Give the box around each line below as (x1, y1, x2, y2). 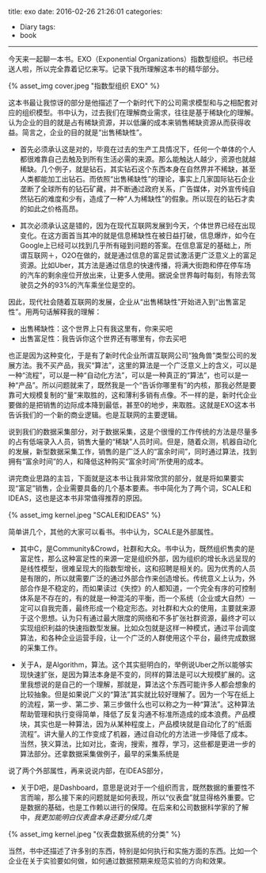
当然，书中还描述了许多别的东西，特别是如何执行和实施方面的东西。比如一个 (8, 846, 258, 856)
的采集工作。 (19, 643, 62, 653)
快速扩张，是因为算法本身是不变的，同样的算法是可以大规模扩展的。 (26, 670, 249, 679)
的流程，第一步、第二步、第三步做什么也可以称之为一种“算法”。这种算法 (19, 699, 256, 709)
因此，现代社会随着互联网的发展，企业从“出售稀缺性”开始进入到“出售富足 (8, 297, 247, 306)
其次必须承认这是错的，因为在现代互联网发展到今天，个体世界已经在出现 (19, 221, 256, 230)
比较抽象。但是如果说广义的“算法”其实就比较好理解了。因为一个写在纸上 (19, 690, 256, 699)
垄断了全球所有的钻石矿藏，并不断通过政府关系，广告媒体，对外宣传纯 (19, 184, 249, 193)
